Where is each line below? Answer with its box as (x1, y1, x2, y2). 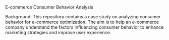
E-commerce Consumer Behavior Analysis (5, 4, 93, 10)
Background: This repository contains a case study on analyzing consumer (5, 14, 161, 19)
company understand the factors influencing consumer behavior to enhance (5, 24, 164, 30)
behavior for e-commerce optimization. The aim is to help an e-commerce (5, 19, 159, 25)
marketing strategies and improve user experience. (5, 30, 111, 35)
